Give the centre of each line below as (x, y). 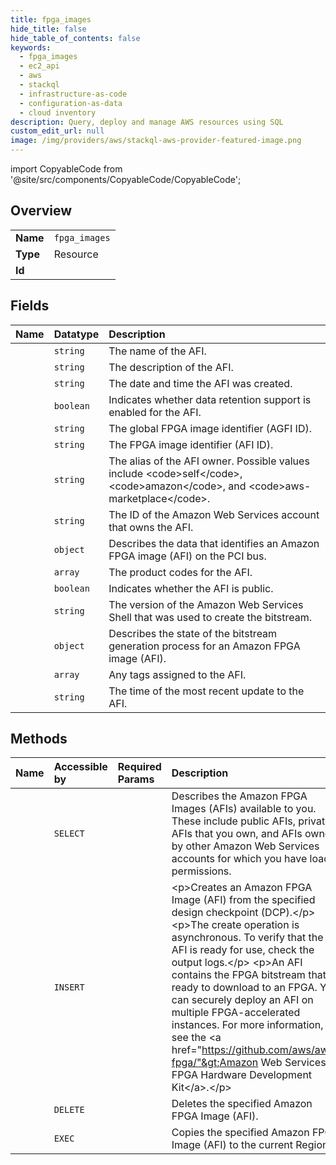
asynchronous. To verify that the (247, 938)
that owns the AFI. (151, 527)
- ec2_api (39, 66)
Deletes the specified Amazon (242, 1104)
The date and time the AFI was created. (200, 383)
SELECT (69, 834)
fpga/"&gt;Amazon (215, 1063)
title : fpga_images (51, 19)
